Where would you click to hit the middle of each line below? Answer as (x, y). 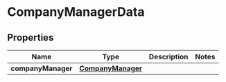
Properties (31, 38)
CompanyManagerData (76, 12)
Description (168, 57)
